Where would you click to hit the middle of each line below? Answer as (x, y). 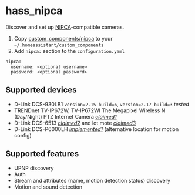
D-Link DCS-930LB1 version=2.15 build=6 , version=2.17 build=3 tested (101, 104)
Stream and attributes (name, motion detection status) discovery (92, 180)
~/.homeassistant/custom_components (59, 45)
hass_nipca (34, 11)
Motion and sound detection (48, 187)
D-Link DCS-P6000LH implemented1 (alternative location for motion (96, 129)
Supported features (42, 154)
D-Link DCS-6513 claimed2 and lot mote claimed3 (75, 123)
